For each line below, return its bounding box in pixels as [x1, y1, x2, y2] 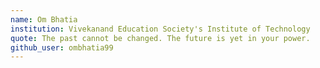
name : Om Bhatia [10, 14, 78, 25]
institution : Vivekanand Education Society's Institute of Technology [10, 24, 311, 34]
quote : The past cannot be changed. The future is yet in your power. [10, 33, 311, 43]
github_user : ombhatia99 [10, 42, 114, 53]
